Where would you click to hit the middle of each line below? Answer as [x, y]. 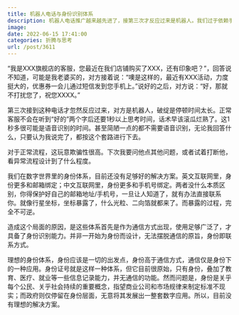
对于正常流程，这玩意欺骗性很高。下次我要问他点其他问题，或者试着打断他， [119, 152]
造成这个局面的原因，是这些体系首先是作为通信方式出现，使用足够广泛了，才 [119, 227]
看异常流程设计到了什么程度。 [51, 161]
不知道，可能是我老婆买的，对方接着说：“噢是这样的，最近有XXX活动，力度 [118, 77]
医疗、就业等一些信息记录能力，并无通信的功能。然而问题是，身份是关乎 [126, 278]
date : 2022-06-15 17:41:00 [47, 34]
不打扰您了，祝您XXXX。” [44, 95]
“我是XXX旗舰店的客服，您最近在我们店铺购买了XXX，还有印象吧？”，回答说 [119, 68]
